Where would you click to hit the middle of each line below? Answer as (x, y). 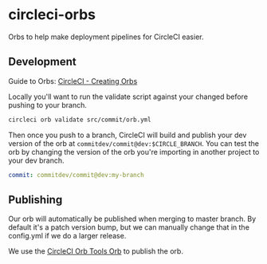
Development (43, 62)
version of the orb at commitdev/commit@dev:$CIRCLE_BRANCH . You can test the (133, 143)
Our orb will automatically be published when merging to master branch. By (132, 219)
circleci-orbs (52, 15)
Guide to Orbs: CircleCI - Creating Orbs (73, 81)
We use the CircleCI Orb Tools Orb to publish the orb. (96, 251)
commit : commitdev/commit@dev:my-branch (77, 175)
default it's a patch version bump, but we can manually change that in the (129, 227)
